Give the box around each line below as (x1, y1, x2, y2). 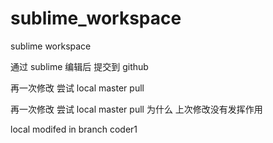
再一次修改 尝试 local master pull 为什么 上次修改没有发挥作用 (10, 103, 263, 115)
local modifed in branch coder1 (10, 123, 138, 135)
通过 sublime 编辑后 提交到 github (10, 60, 149, 72)
